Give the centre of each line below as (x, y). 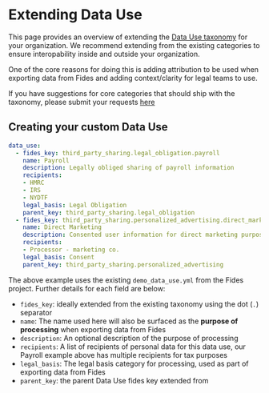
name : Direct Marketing (62, 227)
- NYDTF (35, 198)
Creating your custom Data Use (88, 127)
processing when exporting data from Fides (93, 329)
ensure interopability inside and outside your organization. (104, 54)
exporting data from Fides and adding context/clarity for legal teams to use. (133, 78)
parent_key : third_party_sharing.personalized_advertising (123, 265)
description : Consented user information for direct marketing (130, 235)
